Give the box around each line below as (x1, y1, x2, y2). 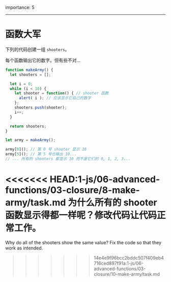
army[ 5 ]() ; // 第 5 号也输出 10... (5, 151, 77, 157)
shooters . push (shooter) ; (14, 105, 67, 110)
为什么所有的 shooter (68, 197, 157, 209)
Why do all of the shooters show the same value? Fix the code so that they (5, 239, 162, 245)
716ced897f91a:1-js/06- (94, 260, 144, 266)
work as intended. (5, 245, 43, 251)
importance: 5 (5, 5, 35, 10)
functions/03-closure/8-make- (5, 185, 140, 196)
